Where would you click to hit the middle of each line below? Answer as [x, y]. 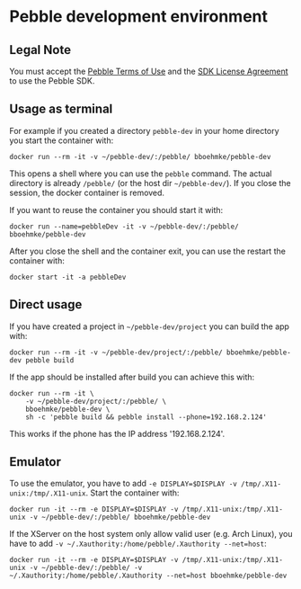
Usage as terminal [61, 109]
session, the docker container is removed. [87, 192]
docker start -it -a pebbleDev [68, 277]
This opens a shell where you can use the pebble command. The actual [141, 174]
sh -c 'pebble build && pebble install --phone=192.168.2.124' [146, 417]
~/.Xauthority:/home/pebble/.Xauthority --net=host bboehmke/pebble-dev [148, 576]
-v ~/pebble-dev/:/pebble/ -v [86, 568]
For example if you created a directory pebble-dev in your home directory [145, 130]
